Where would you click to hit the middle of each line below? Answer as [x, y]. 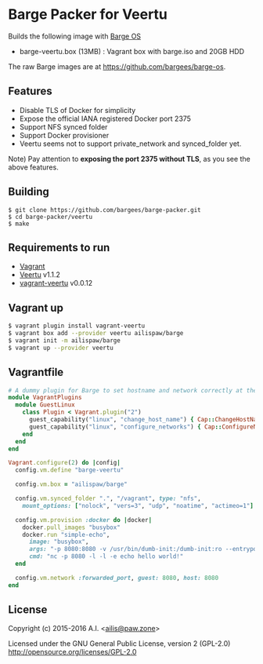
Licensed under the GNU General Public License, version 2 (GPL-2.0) [119, 644]
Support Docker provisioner [64, 135]
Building [29, 192]
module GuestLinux [45, 405]
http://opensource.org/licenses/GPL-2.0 [72, 652]
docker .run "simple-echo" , [66, 534]
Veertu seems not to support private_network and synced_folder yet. [130, 144]
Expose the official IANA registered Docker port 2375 [105, 119]
